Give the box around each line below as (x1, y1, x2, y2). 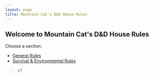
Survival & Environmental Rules (12, 58, 76, 64)
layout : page (5, 7, 32, 12)
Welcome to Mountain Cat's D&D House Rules (5, 30, 150, 38)
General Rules (12, 53, 41, 59)
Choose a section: (5, 43, 42, 49)
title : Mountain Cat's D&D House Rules (5, 12, 88, 17)
